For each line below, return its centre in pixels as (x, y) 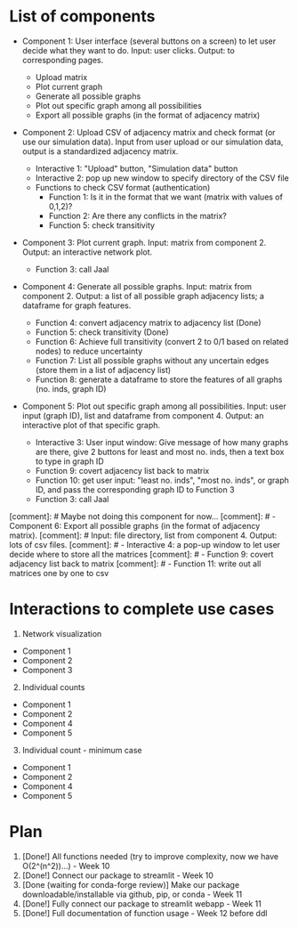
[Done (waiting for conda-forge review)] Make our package (131, 884)
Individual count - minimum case (82, 750)
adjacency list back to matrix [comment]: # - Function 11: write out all (135, 564)
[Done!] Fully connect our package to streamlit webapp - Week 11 (142, 903)
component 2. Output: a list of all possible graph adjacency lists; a (143, 296)
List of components (82, 16)
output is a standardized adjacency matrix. (100, 151)
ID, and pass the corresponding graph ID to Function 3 (135, 489)
